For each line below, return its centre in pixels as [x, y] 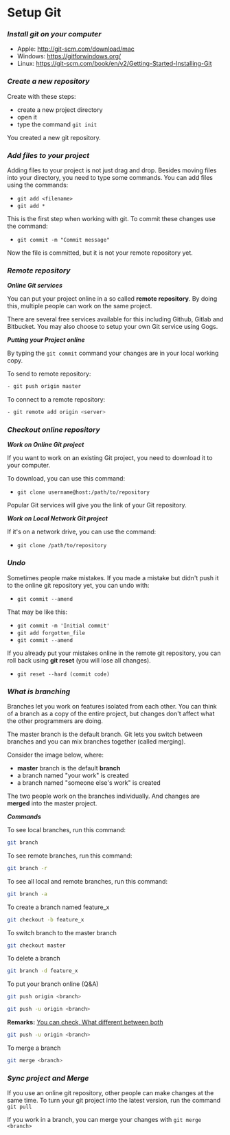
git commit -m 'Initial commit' [63, 626]
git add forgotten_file [51, 633]
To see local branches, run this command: [66, 830]
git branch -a [27, 894]
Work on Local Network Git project [58, 518]
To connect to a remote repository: [56, 400]
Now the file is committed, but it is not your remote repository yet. [100, 253]
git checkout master [37, 945]
